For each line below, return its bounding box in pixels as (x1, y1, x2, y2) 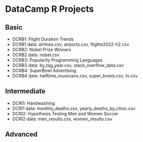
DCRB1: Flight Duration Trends (12, 36, 74, 42)
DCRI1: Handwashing (12, 100, 55, 106)
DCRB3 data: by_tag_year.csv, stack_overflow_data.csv (12, 63, 124, 68)
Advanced (5, 130, 38, 139)
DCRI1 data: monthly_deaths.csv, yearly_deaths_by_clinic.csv (12, 105, 136, 111)
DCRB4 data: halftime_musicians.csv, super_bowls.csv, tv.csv (12, 73, 138, 78)
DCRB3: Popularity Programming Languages (12, 57, 103, 63)
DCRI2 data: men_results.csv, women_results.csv (12, 116, 112, 122)
